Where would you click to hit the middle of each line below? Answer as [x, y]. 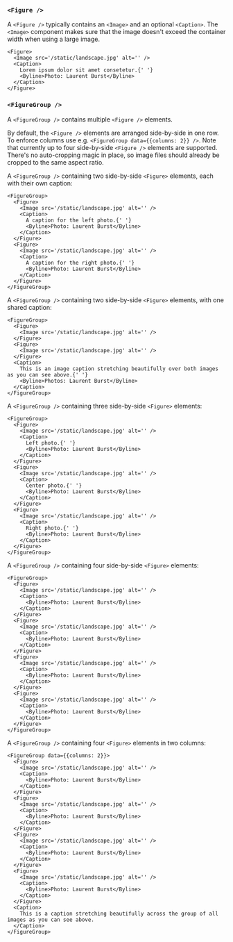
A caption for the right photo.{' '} [80, 263]
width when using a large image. [54, 39]
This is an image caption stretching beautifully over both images [119, 369]
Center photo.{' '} [53, 486]
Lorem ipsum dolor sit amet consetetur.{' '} [87, 70]
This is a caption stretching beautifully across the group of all [119, 914]
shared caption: [29, 307]
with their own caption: [40, 183]
